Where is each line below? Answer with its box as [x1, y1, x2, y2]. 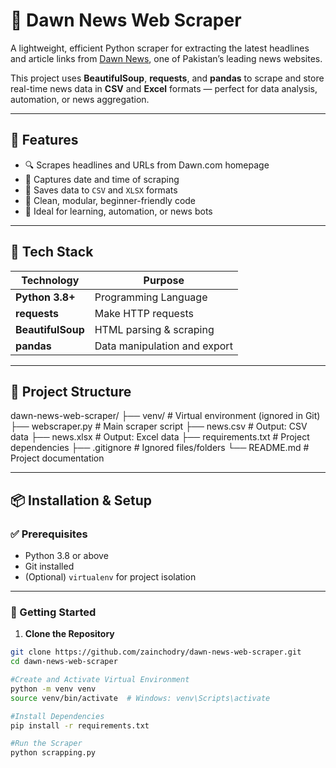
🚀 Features [10, 132, 79, 149]
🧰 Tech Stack [10, 244, 94, 261]
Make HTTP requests [94, 306, 194, 320]
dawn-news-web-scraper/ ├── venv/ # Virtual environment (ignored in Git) [10, 410, 321, 422]
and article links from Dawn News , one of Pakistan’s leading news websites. [10, 52, 323, 64]
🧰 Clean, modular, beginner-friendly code [24, 194, 197, 206]
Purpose [143, 273, 185, 287]
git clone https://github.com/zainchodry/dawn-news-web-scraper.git [10, 647, 302, 658]
